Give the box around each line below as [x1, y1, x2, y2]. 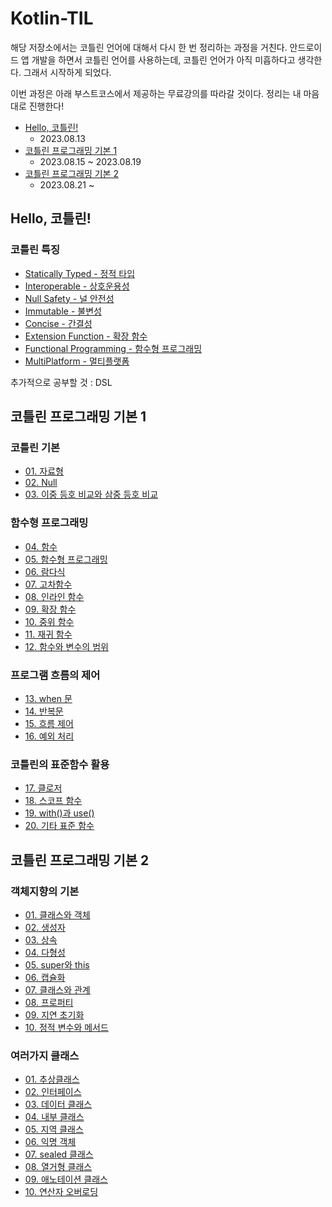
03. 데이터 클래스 [24, 1098, 93, 1111]
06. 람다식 [24, 565, 66, 577]
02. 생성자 [24, 921, 66, 933]
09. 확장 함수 [24, 603, 77, 615]
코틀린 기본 [10, 440, 61, 454]
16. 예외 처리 [24, 730, 75, 742]
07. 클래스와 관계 [24, 983, 91, 996]
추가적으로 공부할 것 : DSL [10, 376, 113, 388]
